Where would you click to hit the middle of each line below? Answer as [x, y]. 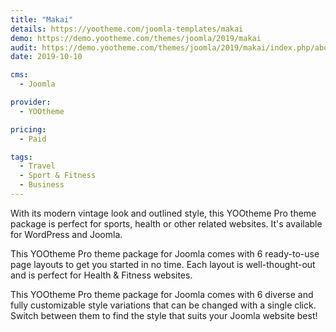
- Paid [33, 139]
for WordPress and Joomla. [66, 234]
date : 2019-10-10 [46, 57]
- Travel [37, 166]
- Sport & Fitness [58, 176]
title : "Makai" [42, 19]
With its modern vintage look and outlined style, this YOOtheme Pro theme [163, 213]
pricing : [28, 129]
